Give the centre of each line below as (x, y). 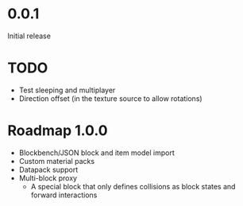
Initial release (29, 36)
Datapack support (48, 169)
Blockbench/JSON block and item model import (97, 153)
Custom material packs (57, 161)
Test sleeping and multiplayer (67, 90)
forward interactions (64, 195)
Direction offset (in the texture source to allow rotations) (111, 98)
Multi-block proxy (48, 178)
